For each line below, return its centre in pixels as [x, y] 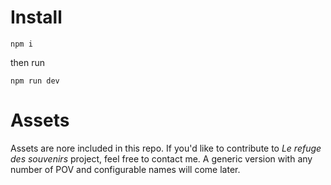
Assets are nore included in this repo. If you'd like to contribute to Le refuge [166, 148]
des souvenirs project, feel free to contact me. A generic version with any [161, 158]
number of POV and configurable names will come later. [125, 169]
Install [36, 17]
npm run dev [35, 81]
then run [28, 62]
